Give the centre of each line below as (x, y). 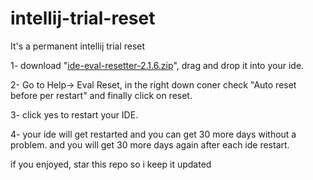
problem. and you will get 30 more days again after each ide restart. (150, 144)
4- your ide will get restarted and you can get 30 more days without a (153, 134)
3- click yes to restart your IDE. (74, 114)
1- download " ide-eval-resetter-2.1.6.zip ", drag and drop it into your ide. (157, 65)
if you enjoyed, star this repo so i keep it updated (111, 164)
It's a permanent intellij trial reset (78, 46)
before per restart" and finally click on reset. (101, 95)
